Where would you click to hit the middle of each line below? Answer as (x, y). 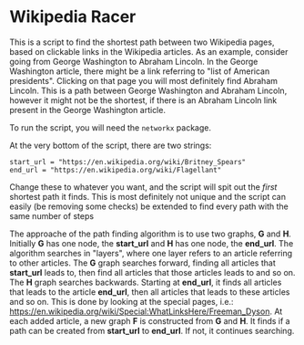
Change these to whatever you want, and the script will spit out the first (143, 187)
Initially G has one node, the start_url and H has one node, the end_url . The (152, 243)
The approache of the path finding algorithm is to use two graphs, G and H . (150, 234)
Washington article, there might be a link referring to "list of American (140, 71)
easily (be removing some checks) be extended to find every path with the (149, 206)
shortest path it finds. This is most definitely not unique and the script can (148, 196)
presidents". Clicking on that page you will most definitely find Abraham (144, 80)
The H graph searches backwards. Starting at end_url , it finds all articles (146, 282)
